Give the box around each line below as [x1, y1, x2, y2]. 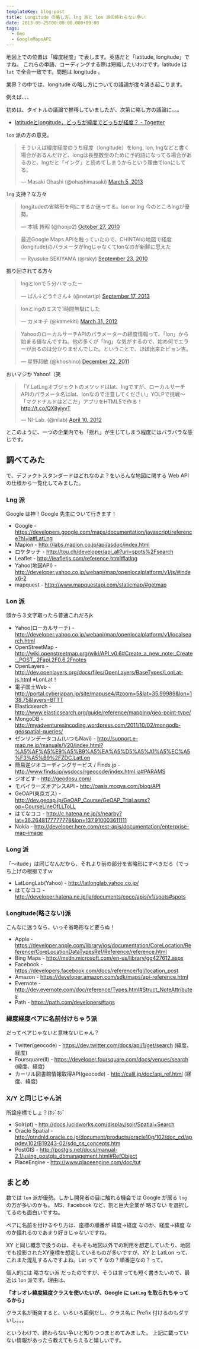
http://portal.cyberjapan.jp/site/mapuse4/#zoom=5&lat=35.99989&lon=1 [14, 690, 192, 697]
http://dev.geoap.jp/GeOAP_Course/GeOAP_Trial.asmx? [14, 797, 150, 804]
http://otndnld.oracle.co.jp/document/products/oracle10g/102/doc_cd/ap [14, 1133, 192, 1140]
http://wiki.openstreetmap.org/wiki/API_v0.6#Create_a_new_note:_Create [14, 650, 193, 657]
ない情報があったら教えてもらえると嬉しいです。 [6, 1337, 124, 1344]
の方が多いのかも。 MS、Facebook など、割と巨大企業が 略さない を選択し [6, 1202, 190, 1209]
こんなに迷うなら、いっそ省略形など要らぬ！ [6, 924, 115, 931]
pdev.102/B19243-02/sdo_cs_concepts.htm [14, 1139, 121, 1147]
